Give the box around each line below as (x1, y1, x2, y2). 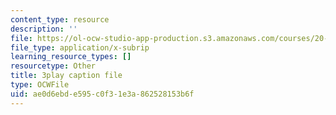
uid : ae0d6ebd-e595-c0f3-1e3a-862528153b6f (10, 89, 195, 99)
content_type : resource (10, 14, 110, 25)
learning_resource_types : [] (10, 52, 132, 62)
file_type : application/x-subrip (10, 42, 150, 53)
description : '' (10, 24, 78, 34)
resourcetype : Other (10, 61, 97, 71)
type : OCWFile (10, 80, 70, 90)
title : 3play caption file (10, 71, 123, 81)
